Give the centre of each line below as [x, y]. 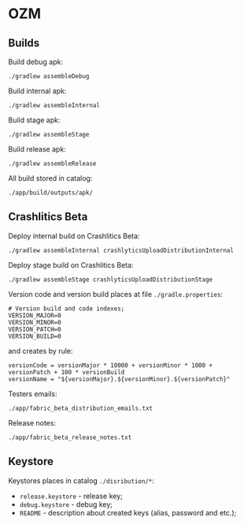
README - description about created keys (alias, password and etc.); [128, 512]
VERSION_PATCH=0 [35, 329]
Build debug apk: [35, 62]
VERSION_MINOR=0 [35, 322]
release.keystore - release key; [71, 496]
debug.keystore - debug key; [66, 504]
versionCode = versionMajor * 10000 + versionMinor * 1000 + [111, 365]
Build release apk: [37, 149]
